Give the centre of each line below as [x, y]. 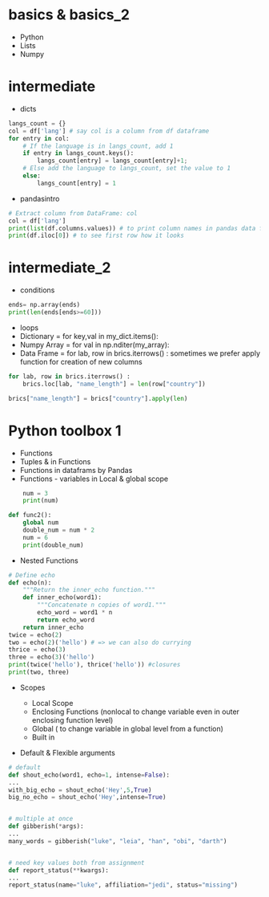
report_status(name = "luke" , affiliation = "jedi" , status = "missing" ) [123, 885]
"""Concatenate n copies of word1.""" [102, 605]
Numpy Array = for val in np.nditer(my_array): [94, 345]
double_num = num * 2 [58, 530]
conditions [37, 290]
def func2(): [30, 516]
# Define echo [32, 575]
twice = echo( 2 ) [35, 635]
